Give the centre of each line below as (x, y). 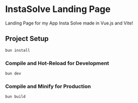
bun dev (13, 73)
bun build (16, 97)
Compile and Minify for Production (48, 86)
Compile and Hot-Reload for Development (57, 63)
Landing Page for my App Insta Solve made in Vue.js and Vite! (69, 23)
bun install (18, 50)
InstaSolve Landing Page (58, 9)
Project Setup (27, 39)
